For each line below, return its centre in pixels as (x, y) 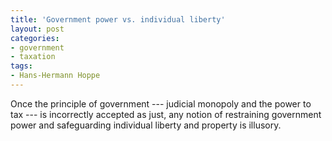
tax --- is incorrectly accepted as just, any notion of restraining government (166, 114)
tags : (21, 66)
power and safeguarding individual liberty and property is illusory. (146, 125)
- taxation (33, 57)
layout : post (37, 29)
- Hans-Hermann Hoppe (55, 76)
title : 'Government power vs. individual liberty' (118, 19)
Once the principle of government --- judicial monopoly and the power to (161, 103)
